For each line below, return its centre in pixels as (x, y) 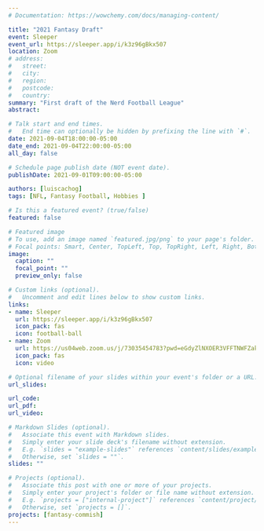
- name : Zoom (29, 341)
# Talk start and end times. (56, 124)
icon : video (35, 363)
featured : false (35, 218)
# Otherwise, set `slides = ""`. (66, 456)
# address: (26, 59)
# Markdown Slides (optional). (59, 427)
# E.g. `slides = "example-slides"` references (91, 449)
